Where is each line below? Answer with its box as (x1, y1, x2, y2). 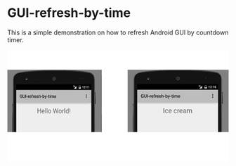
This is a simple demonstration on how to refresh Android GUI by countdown (7, 28, 229, 37)
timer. (7, 35, 24, 44)
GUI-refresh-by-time (7, 5, 131, 21)
